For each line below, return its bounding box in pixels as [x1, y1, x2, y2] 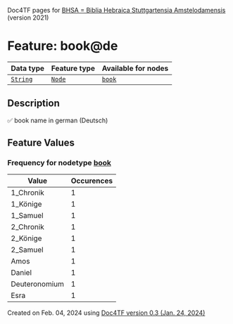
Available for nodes [101, 63, 169, 73]
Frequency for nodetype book [7, 158, 111, 168]
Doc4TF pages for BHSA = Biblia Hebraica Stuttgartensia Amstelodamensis [7, 6, 226, 14]
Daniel [11, 268, 32, 278]
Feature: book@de [7, 38, 118, 54]
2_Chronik [11, 222, 44, 232]
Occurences [70, 176, 113, 186]
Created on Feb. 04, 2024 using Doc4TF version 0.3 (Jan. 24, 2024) [7, 309, 206, 317]
